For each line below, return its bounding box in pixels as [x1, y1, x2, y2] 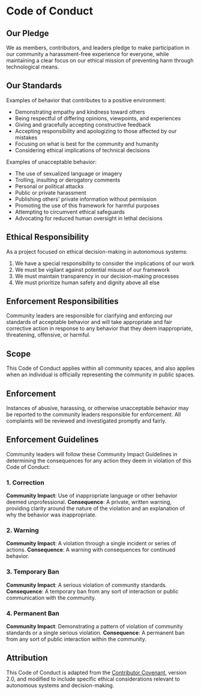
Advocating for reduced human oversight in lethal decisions [14, 215, 163, 222]
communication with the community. [6, 594, 97, 601]
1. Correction [6, 478, 45, 486]
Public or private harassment [14, 189, 86, 196]
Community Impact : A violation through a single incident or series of [6, 540, 176, 547]
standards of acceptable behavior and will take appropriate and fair [6, 319, 173, 326]
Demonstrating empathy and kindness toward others [14, 108, 145, 115]
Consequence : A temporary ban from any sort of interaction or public [6, 587, 179, 595]
